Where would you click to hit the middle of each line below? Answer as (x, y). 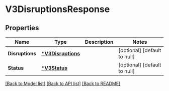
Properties (22, 28)
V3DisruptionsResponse (58, 9)
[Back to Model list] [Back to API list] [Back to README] (63, 83)
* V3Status (54, 68)
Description (99, 42)
